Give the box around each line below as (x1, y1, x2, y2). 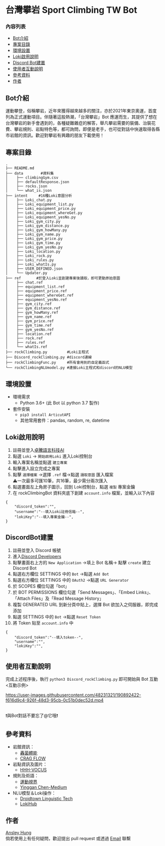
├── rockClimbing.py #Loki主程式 (5, 350, 89, 355)
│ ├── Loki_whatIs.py (5, 262, 56, 267)
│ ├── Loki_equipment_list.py (5, 202, 74, 207)
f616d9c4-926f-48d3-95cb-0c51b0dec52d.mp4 (5, 697, 104, 703)
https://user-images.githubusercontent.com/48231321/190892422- (5, 692, 141, 698)
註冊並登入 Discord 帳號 (12, 547, 61, 553)
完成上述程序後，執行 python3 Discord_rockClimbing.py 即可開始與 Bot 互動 (5, 676, 158, 682)
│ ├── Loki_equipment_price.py (5, 206, 76, 211)
